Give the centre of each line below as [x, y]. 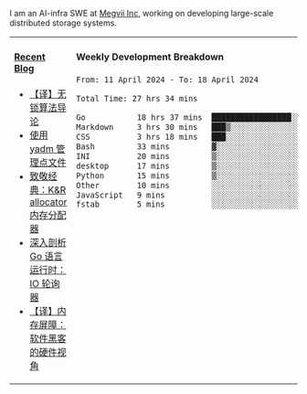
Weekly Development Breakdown [150, 57]
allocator [48, 202]
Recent [30, 57]
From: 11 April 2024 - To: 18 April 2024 [167, 80]
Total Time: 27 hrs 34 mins [137, 98]
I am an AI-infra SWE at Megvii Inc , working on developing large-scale [142, 13]
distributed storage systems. [63, 23]
